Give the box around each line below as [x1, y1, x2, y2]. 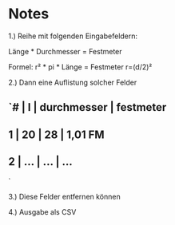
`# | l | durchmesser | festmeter [8, 101, 167, 114]
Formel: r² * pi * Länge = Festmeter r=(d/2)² [8, 61, 153, 72]
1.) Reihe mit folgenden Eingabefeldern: [8, 31, 138, 41]
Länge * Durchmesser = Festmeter [8, 46, 122, 56]
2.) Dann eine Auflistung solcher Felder [8, 77, 137, 87]
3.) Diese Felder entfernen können [8, 191, 121, 201]
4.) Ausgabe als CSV [8, 207, 77, 216]
